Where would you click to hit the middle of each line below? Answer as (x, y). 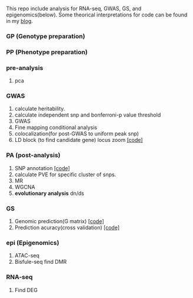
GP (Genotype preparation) (46, 36)
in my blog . (20, 21)
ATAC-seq (27, 256)
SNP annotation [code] (42, 168)
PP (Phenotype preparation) (47, 52)
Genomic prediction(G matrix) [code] (59, 221)
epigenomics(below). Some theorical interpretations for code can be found (97, 15)
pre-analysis (25, 68)
